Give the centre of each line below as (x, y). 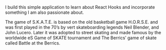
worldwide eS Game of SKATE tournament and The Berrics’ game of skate (81, 38)
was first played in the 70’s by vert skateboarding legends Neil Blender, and (82, 27)
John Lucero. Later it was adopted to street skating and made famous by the (83, 32)
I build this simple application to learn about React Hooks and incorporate (80, 7)
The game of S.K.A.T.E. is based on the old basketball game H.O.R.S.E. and (82, 22)
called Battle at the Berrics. (33, 43)
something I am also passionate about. (45, 12)
